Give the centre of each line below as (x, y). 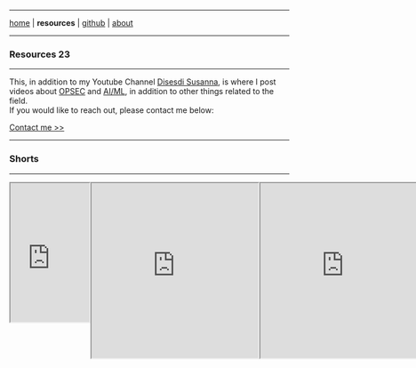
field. (19, 101)
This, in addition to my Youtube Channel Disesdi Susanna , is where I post (143, 82)
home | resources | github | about (71, 23)
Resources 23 (40, 54)
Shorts (24, 159)
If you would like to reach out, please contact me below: (112, 110)
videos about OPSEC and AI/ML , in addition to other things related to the (141, 92)
